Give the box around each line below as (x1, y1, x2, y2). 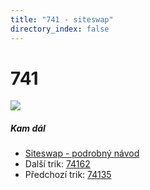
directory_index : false (10, 24, 110, 34)
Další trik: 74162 (24, 158, 91, 170)
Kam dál (10, 122, 46, 135)
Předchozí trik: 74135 (24, 169, 112, 181)
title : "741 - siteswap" (10, 14, 114, 25)
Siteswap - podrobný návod (24, 147, 140, 160)
